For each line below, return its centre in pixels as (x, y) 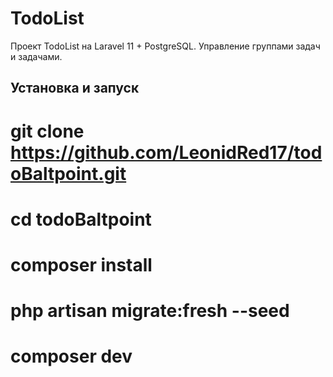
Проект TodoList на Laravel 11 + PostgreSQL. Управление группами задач (165, 46)
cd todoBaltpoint (81, 219)
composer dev (71, 356)
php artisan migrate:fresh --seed (150, 311)
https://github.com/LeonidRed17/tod (166, 152)
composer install (81, 264)
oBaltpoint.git (68, 173)
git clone (47, 131)
